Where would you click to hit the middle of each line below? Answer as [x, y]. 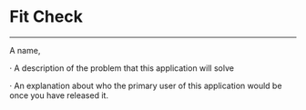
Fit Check [46, 17]
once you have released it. [59, 95]
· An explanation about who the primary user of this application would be [146, 85]
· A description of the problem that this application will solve [122, 68]
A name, [25, 50]
